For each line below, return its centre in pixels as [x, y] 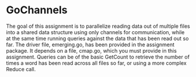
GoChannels [37, 10]
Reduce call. [21, 69]
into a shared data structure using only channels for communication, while [95, 32]
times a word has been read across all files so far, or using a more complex [97, 63]
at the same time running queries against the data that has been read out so [97, 38]
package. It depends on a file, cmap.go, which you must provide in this [92, 50]
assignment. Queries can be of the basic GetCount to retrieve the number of [98, 57]
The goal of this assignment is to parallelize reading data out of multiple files [98, 26]
